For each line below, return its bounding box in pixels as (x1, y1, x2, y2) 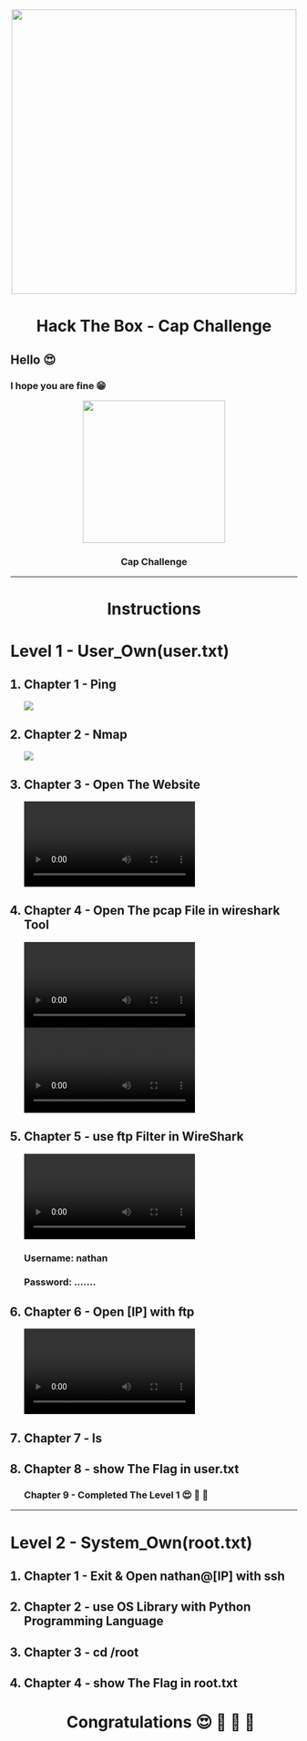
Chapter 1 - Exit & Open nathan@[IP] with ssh (23, 1568, 285, 1583)
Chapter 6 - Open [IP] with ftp (23, 1304, 195, 1319)
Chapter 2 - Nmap (23, 726, 128, 742)
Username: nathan (23, 1252, 108, 1265)
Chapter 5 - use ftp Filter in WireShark (23, 1129, 244, 1144)
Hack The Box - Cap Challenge (36, 316, 272, 336)
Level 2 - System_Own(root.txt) (10, 1532, 253, 1552)
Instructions (107, 599, 201, 620)
